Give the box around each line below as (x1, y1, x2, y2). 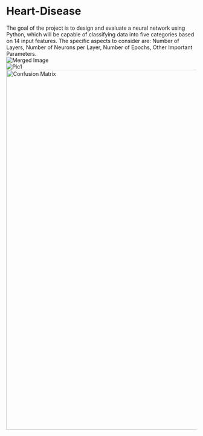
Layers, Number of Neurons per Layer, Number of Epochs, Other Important (6, 44, 193, 51)
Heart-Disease (6, 4, 82, 18)
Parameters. (6, 50, 37, 57)
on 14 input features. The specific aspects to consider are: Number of (6, 37, 179, 44)
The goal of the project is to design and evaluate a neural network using (6, 24, 185, 32)
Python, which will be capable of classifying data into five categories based (6, 30, 195, 38)
